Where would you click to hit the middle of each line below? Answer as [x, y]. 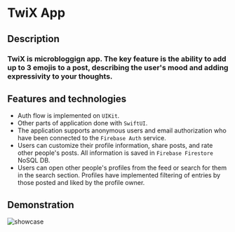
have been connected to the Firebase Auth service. [92, 138]
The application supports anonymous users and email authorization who [122, 130]
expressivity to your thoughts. [60, 76]
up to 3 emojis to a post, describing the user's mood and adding [118, 67]
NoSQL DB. [34, 161]
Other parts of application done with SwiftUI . [82, 123]
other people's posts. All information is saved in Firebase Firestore [115, 153]
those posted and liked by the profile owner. [81, 183]
